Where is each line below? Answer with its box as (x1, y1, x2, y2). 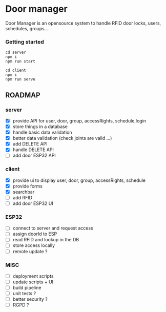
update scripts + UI (12, 279, 54, 285)
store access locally (12, 242, 55, 248)
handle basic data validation (12, 129, 72, 136)
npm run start (5, 59, 36, 64)
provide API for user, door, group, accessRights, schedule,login (12, 117, 147, 123)
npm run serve (5, 77, 36, 82)
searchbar (12, 189, 35, 195)
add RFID (12, 194, 32, 200)
